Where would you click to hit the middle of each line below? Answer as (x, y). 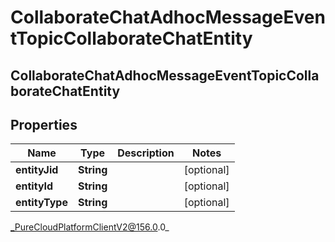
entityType (41, 203)
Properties (44, 124)
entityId (34, 186)
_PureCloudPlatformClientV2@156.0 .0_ (90, 227)
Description (146, 153)
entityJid (37, 170)
